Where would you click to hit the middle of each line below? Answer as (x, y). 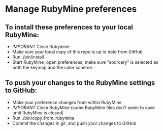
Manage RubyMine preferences (71, 9)
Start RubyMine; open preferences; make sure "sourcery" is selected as (85, 62)
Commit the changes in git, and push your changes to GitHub (74, 123)
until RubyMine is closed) (38, 113)
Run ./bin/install (28, 57)
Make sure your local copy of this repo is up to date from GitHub (77, 52)
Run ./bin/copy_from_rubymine (43, 118)
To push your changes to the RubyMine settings (80, 83)
